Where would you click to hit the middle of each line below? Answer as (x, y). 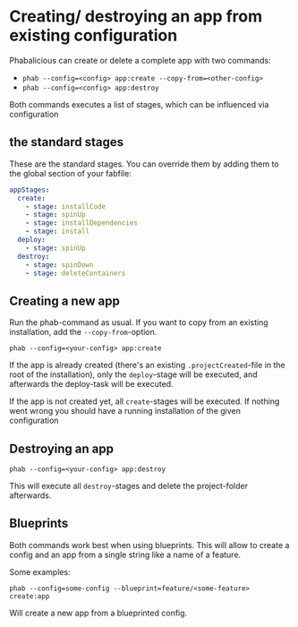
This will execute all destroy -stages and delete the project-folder (129, 486)
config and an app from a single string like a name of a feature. (125, 554)
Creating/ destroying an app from (136, 17)
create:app (30, 596)
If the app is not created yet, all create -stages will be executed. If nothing (145, 401)
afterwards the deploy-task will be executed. (91, 384)
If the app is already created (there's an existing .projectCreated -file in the (147, 365)
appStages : (30, 190)
